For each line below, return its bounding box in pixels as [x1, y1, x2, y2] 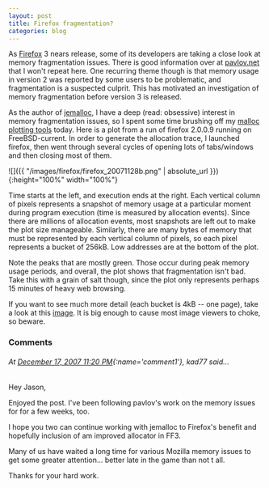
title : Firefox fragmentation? [8, 19, 114, 28]
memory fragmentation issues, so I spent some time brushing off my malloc [8, 117, 260, 126]
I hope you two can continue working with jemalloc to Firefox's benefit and [8, 422, 257, 431]
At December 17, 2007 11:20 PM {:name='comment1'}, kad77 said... [8, 357, 230, 367]
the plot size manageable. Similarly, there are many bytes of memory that [8, 225, 252, 235]
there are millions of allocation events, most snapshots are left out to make [8, 216, 256, 227]
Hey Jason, [8, 382, 47, 392]
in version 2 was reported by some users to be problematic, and [8, 74, 221, 85]
